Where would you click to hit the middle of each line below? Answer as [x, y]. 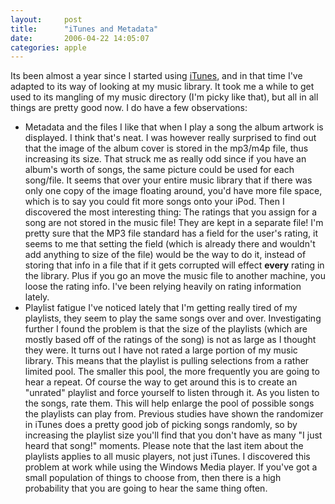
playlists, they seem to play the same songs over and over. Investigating [173, 318]
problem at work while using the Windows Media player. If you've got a [171, 467]
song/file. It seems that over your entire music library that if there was [168, 180]
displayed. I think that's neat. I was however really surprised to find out [170, 138]
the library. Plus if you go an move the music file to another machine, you [175, 276]
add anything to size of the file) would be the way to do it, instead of [165, 255]
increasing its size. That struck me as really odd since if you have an [165, 159]
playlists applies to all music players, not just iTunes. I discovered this [167, 457]
